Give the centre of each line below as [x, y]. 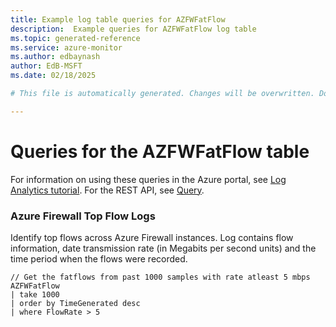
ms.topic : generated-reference [75, 38]
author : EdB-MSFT [46, 66]
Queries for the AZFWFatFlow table [160, 151]
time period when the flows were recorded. [99, 258]
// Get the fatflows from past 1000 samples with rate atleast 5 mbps [160, 277]
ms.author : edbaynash [55, 57]
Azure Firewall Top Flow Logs [83, 216]
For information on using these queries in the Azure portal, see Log [148, 179]
